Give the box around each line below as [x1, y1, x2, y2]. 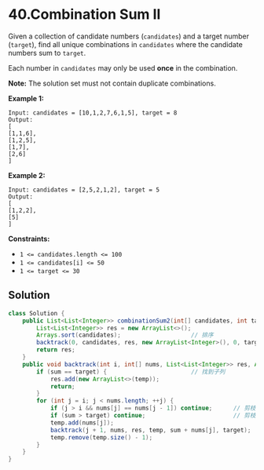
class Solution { [8, 309, 65, 317]
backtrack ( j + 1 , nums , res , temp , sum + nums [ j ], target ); [49, 426, 251, 434]
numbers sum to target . [8, 48, 86, 57]
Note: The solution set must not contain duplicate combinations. [8, 78, 216, 88]
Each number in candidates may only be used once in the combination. [8, 63, 238, 72]
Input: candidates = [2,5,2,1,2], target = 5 [8, 186, 159, 194]
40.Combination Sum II [8, 5, 161, 24]
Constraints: [8, 234, 50, 243]
